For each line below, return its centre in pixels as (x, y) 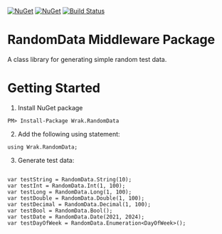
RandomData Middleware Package (111, 40)
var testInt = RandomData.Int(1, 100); (67, 186)
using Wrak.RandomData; (43, 147)
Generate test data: (46, 160)
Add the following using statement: (69, 134)
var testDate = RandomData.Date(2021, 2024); (76, 217)
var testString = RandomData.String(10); (70, 179)
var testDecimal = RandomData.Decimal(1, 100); (79, 204)
